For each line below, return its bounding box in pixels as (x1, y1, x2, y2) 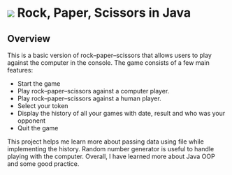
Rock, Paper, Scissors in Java (17, 5, 191, 21)
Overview (7, 33, 51, 45)
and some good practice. (7, 160, 80, 168)
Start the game (17, 79, 61, 88)
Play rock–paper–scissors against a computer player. (17, 87, 170, 95)
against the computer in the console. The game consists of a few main (7, 59, 210, 67)
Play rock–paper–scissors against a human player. (17, 94, 162, 102)
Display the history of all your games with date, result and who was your (17, 109, 226, 117)
